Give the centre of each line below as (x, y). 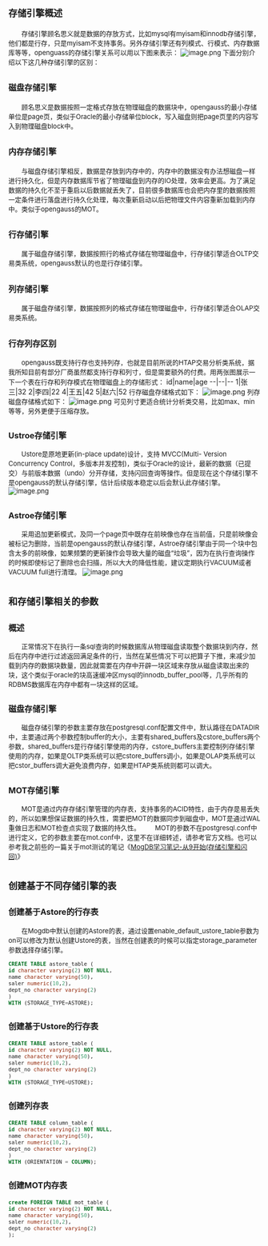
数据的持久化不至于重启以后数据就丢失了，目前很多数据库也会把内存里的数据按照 (132, 190)
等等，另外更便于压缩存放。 (51, 411)
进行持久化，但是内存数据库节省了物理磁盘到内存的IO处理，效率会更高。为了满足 (132, 180)
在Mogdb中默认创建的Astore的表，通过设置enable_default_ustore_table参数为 (140, 931)
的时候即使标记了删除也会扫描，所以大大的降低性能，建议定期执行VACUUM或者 (130, 562)
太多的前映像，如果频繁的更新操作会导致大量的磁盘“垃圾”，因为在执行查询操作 (135, 553)
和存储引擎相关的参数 (53, 602)
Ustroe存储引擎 (38, 436)
